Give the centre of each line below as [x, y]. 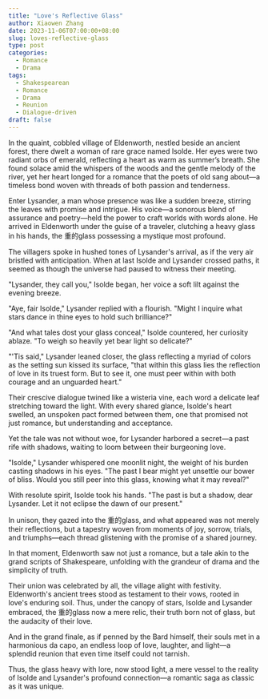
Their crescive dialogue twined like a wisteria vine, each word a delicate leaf [134, 397]
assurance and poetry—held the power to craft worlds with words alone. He [133, 218]
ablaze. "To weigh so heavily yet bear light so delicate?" [101, 340]
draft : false [30, 120]
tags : [17, 75]
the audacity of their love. [51, 621]
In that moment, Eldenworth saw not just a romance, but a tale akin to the [129, 552]
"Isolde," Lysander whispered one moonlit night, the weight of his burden [128, 462]
